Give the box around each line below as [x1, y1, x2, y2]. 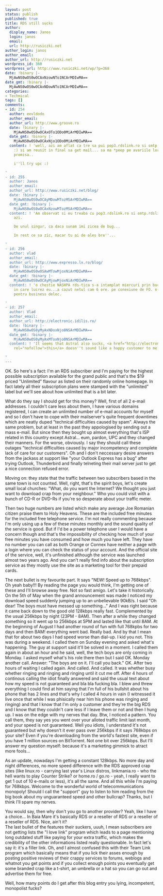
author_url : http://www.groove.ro [9, 121, 79, 125]
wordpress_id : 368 [5, 61, 42, 66]
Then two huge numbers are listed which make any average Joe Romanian [5, 505, 154, 511]
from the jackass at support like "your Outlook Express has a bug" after [5, 455, 147, 461]
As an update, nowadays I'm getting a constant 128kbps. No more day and [5, 757, 154, 763]
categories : [5, 89, 29, 94]
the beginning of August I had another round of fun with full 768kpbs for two [5, 623, 158, 630]
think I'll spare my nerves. [5, 799, 57, 805]
